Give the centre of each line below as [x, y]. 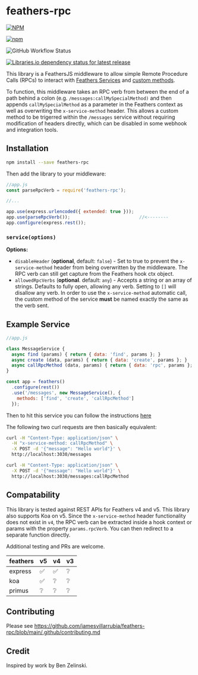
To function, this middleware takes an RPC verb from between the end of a [98, 91]
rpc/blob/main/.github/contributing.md [53, 632]
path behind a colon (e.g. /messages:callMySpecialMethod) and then [89, 98]
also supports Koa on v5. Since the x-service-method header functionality [96, 516]
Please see [20, 626]
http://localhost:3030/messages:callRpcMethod [70, 476]
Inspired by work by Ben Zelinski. [47, 665]
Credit [18, 651]
